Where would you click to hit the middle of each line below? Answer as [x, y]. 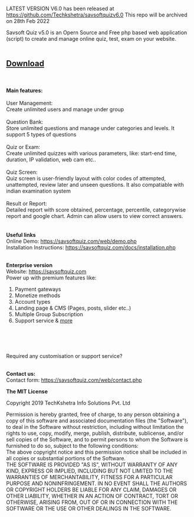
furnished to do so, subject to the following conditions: [72, 446]
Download [25, 64]
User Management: [29, 103]
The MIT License [27, 391]
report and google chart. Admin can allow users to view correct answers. [95, 216]
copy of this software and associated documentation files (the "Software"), [97, 420]
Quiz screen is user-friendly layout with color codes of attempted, [86, 178]
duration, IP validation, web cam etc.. [51, 160]
